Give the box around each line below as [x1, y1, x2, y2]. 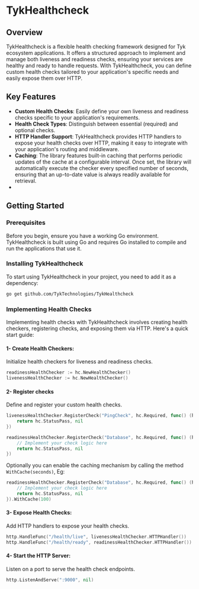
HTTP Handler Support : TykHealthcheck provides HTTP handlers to [14, 133, 182, 140]
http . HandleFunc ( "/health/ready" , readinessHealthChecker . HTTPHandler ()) [6, 539, 192, 545]
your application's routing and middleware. [14, 145, 120, 152]
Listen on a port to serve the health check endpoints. [6, 565, 135, 572]
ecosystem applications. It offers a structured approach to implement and [6, 49, 185, 57]
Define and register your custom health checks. [6, 401, 123, 408]
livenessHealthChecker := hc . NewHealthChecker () [6, 375, 129, 381]
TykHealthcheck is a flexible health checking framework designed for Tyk [6, 43, 186, 50]
